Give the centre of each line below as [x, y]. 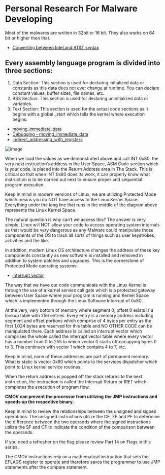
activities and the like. [27, 240]
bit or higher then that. [28, 38]
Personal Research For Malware [71, 9]
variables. [22, 104]
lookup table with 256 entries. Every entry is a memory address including [79, 315]
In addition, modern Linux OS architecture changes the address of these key [82, 250]
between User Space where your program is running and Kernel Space [77, 295]
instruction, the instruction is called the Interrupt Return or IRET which [76, 382]
